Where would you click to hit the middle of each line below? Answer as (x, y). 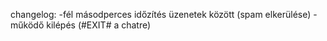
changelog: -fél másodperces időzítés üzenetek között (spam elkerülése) (161, 14)
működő (27, 25)
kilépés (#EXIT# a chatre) (99, 25)
